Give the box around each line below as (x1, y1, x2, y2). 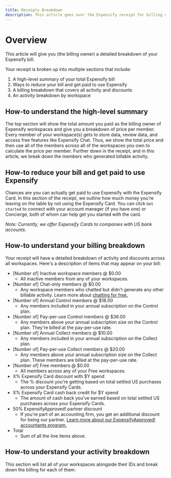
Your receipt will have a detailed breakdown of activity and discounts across (5, 255, 165, 261)
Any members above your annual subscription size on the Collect (20, 351, 157, 358)
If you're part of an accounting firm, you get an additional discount (20, 411, 160, 417)
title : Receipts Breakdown (5, 7, 63, 13)
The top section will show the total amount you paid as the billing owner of (5, 121, 161, 127)
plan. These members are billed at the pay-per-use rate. (20, 357, 138, 363)
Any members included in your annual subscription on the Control (20, 303, 159, 309)
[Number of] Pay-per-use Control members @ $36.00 (12, 313, 126, 319)
